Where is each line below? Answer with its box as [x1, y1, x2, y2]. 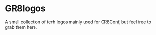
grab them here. [5, 24, 37, 30]
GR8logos [5, 3, 46, 14]
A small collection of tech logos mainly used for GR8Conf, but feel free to [5, 19, 152, 25]
